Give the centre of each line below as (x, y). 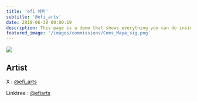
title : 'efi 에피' (27, 11)
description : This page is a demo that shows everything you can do (91, 28)
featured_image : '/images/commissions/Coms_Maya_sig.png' (78, 33)
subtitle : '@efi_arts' (34, 17)
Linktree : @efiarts (28, 93)
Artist (17, 68)
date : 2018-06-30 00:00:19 (39, 22)
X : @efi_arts (21, 82)
